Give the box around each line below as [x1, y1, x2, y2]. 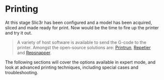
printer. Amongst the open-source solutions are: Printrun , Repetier [17, 44, 151, 50]
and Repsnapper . [17, 50, 52, 56]
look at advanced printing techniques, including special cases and [5, 64, 139, 70]
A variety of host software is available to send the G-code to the [17, 39, 147, 45]
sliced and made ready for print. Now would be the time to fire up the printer [5, 24, 159, 30]
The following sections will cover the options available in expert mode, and [5, 59, 156, 65]
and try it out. [5, 30, 32, 36]
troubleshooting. [5, 69, 38, 75]
